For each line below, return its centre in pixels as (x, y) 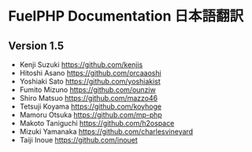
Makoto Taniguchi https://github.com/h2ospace (97, 123)
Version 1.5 (36, 45)
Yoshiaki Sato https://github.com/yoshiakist (90, 81)
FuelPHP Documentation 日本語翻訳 (126, 16)
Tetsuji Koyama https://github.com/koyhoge (91, 106)
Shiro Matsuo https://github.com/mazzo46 (89, 98)
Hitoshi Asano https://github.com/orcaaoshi (90, 73)
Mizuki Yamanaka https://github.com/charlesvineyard (106, 132)
